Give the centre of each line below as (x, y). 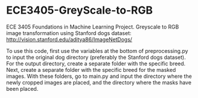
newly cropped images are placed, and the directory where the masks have (99, 82)
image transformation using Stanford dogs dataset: (69, 33)
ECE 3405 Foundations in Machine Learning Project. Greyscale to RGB (92, 27)
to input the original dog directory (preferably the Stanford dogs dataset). (96, 57)
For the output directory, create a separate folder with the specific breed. (96, 64)
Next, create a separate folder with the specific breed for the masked (91, 69)
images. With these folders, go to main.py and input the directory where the (99, 76)
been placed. (22, 88)
